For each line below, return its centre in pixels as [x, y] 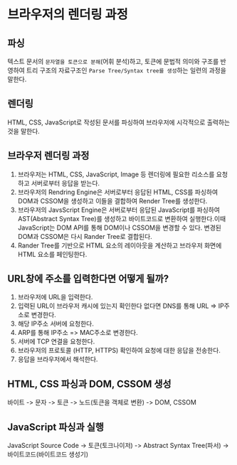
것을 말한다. [24, 131]
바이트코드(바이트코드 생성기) [48, 454]
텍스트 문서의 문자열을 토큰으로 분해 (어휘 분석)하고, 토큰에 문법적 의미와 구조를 [113, 62]
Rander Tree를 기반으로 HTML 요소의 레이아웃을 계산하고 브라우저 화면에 [120, 245]
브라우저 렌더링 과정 [48, 156]
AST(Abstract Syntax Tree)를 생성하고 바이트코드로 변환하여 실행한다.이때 [122, 218]
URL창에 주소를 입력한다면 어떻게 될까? [88, 279]
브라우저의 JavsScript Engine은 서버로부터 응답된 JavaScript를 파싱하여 [119, 210]
